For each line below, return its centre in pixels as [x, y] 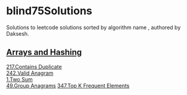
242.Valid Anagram [30, 73]
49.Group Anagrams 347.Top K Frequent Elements [68, 85]
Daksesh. [18, 33]
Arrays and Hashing [44, 53]
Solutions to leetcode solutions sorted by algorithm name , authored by [93, 27]
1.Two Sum [19, 79]
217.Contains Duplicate [34, 66]
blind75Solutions [49, 11]
